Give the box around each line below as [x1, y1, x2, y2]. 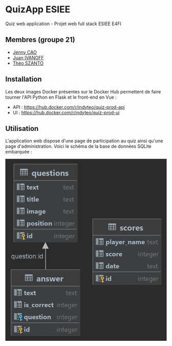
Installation [5, 75, 42, 84]
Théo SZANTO [12, 60, 44, 66]
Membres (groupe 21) [5, 35, 75, 44]
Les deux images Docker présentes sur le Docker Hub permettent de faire [5, 88, 161, 94]
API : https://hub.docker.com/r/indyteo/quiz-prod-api [12, 104, 125, 110]
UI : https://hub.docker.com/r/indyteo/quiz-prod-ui [12, 109, 120, 116]
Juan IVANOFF [12, 54, 45, 61]
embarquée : [5, 149, 32, 155]
